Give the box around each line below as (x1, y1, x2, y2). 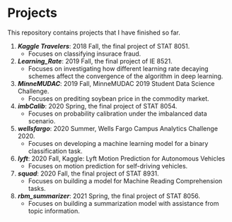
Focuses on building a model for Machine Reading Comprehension (28, 176, 223, 185)
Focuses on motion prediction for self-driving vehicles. (28, 161, 188, 170)
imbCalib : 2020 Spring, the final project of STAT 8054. (17, 101, 178, 110)
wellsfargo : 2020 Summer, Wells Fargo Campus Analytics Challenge (17, 124, 218, 132)
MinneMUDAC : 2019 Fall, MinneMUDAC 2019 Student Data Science (17, 79, 215, 87)
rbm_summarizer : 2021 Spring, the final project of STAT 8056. (17, 192, 200, 200)
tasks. (28, 184, 46, 192)
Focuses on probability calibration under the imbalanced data (28, 109, 207, 118)
